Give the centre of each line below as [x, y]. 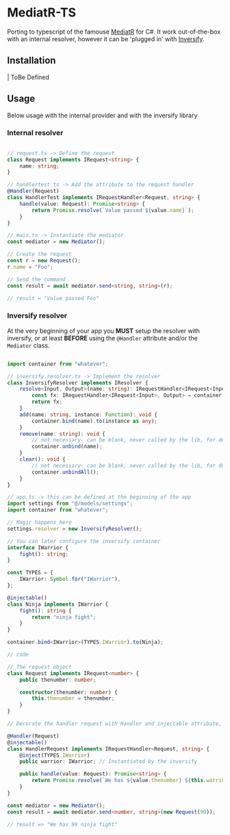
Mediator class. [28, 345]
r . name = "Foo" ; [30, 267]
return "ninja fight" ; [64, 617]
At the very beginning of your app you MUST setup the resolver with [104, 330]
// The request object [39, 667]
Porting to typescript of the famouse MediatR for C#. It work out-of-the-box [114, 32]
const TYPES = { [30, 573]
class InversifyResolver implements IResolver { [78, 382]
